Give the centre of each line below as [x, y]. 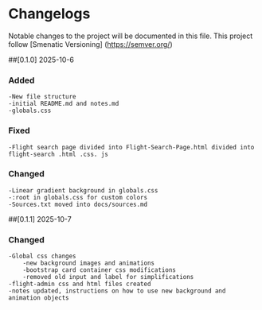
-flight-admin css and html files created [80, 284]
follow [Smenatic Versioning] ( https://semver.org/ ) [90, 44]
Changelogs [49, 14]
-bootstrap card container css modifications [100, 270]
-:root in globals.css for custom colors [78, 197]
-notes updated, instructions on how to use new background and [117, 291]
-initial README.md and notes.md [64, 104]
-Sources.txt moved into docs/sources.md [78, 204]
